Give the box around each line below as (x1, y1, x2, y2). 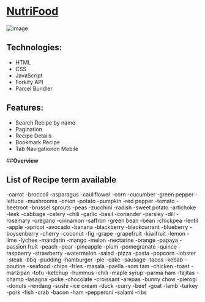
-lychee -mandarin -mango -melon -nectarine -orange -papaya (18, 236, 179, 244)
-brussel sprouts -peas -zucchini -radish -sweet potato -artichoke (29, 204, 196, 211)
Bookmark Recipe (15, 138, 60, 145)
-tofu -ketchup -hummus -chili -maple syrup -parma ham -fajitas (31, 269, 195, 277)
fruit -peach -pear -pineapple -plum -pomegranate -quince (27, 243, 177, 250)
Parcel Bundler (15, 85, 53, 92)
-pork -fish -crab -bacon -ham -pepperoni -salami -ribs (6, 288, 147, 296)
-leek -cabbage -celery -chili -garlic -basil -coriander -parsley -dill (6, 211, 176, 218)
